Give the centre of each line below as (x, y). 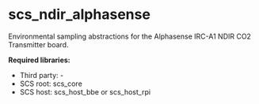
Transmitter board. (38, 44)
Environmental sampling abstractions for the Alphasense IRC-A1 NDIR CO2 (130, 36)
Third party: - (42, 75)
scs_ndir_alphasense (79, 15)
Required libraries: (40, 60)
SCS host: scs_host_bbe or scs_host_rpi (85, 91)
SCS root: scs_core (51, 84)
